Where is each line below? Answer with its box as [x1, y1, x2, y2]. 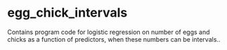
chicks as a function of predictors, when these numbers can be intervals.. [7, 35, 221, 43]
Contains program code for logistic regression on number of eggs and [7, 28, 210, 36]
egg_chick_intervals [7, 5, 128, 21]
